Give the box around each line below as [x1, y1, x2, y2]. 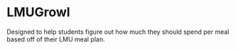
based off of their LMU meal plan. [6, 35, 105, 43]
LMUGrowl [6, 4, 70, 20]
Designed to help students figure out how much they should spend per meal [6, 27, 230, 36]
